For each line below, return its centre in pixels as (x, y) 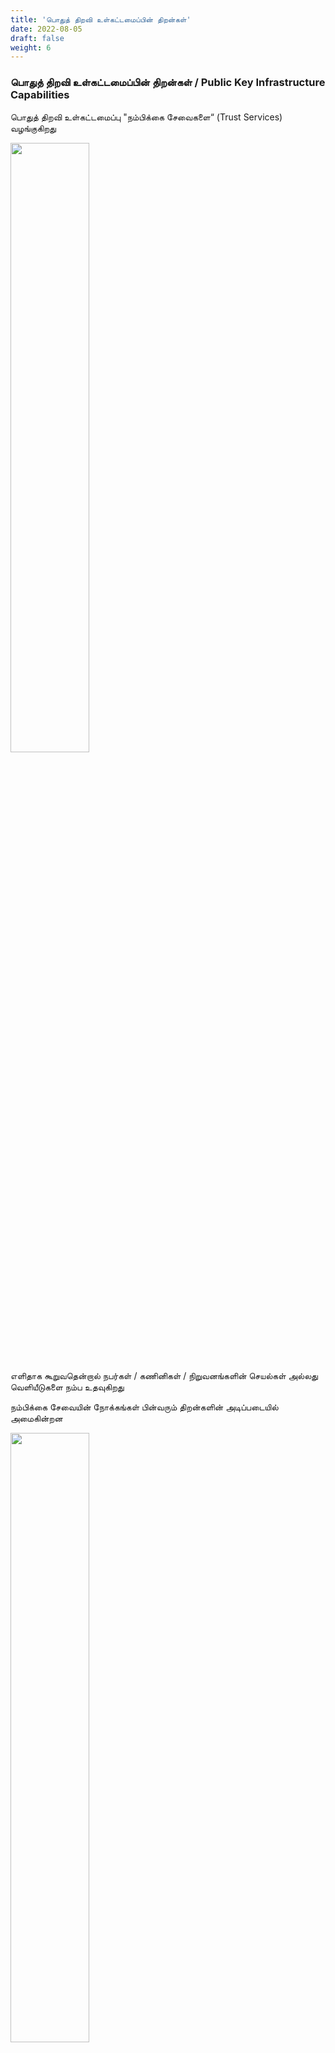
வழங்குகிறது (33, 128)
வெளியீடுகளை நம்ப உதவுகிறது (67, 1387)
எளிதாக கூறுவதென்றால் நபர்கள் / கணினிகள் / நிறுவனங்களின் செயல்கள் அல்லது (164, 1375)
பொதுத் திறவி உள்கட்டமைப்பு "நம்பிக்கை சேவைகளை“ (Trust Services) (146, 117)
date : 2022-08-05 (46, 29)
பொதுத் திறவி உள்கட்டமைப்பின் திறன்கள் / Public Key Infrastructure (168, 83)
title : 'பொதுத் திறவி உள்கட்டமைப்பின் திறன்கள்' (101, 19)
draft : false (37, 38)
